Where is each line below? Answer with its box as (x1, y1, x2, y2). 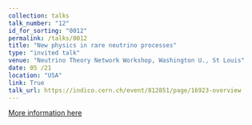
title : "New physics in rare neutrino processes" (8, 42, 178, 50)
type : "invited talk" (8, 49, 81, 57)
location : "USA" (8, 71, 62, 79)
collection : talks (8, 11, 70, 20)
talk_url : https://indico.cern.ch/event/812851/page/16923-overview (8, 86, 242, 95)
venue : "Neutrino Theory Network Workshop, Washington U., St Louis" (8, 57, 246, 65)
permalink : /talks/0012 (8, 34, 88, 42)
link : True (8, 79, 45, 87)
